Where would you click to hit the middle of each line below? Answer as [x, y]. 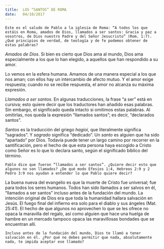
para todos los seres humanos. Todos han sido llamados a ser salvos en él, [81, 188]
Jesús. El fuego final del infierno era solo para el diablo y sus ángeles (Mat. [81, 203]
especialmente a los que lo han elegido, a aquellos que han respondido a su [82, 59]
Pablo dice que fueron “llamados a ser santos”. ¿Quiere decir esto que [81, 165]
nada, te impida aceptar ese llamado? [45, 242]
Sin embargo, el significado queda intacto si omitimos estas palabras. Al [78, 110]
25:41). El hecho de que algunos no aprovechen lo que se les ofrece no [77, 208]
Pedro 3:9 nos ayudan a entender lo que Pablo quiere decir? [69, 173]
